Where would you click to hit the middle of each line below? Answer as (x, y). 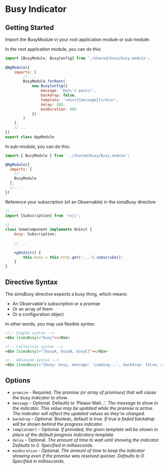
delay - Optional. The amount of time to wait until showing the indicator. (86, 440)
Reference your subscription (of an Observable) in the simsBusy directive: (81, 202)
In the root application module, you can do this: (53, 49)
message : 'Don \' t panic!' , (69, 91)
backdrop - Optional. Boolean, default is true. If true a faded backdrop (83, 419)
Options (18, 380)
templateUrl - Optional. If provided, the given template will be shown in (85, 429)
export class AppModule (30, 137)
